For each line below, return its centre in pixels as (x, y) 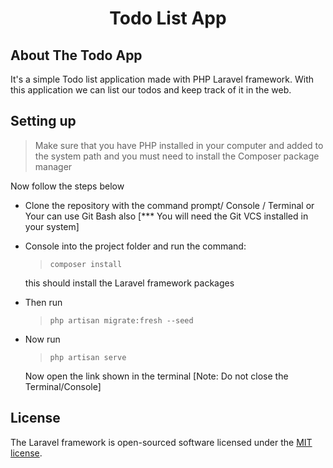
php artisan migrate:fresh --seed (121, 320)
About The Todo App (76, 55)
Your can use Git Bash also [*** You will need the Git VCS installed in (166, 216)
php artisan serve (88, 357)
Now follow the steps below (67, 186)
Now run (42, 339)
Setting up (43, 121)
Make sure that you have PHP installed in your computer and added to (179, 145)
